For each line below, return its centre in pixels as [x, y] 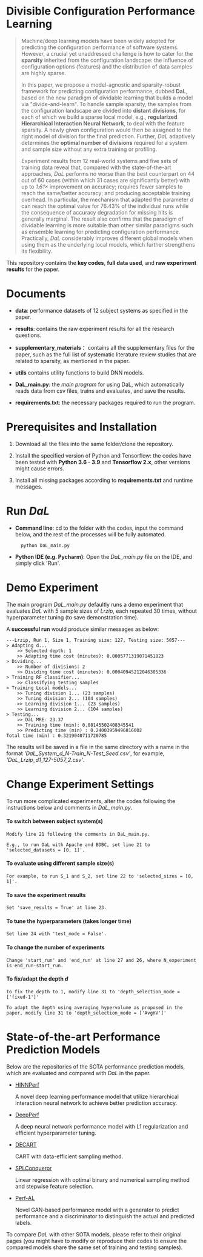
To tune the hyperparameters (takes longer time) [69, 921]
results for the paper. [33, 269]
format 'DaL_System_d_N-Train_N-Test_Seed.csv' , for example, [85, 753]
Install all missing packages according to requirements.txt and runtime [104, 480]
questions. [28, 335]
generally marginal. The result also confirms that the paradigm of [102, 219]
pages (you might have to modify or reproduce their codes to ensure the [96, 1241]
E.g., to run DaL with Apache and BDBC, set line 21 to [78, 845]
